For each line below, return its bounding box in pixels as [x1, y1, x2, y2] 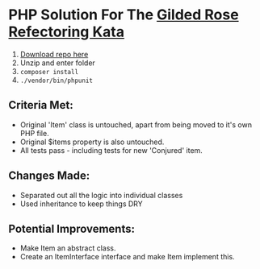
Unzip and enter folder [19, 58, 95, 68]
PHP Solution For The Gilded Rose [8, 6, 240, 24]
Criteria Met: [8, 98, 74, 112]
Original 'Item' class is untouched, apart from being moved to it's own [19, 119, 253, 130]
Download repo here [19, 49, 89, 59]
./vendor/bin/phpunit [19, 77, 93, 85]
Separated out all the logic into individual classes [19, 190, 183, 200]
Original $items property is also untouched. [19, 137, 165, 147]
